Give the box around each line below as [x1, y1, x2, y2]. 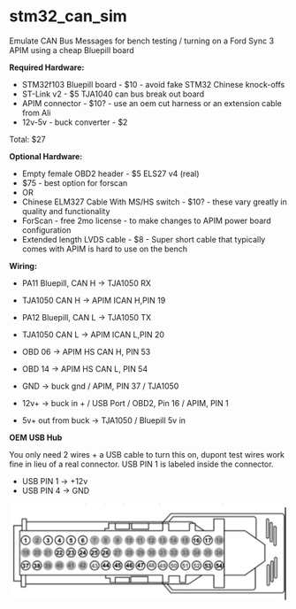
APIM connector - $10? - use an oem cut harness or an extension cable [21, 97, 283, 108]
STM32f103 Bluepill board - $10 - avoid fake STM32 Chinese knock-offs [21, 79, 285, 89]
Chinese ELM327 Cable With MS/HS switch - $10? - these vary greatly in [21, 197, 287, 207]
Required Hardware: [9, 62, 85, 73]
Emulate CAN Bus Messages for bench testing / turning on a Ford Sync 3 [9, 35, 275, 46]
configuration [21, 224, 72, 235]
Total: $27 [9, 134, 46, 144]
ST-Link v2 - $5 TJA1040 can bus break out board [21, 89, 205, 99]
